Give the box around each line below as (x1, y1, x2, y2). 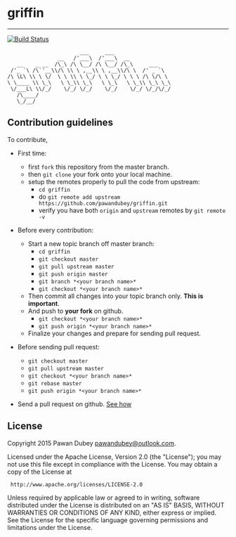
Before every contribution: (17, 226, 93, 234)
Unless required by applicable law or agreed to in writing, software (7, 493, 200, 502)
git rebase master (27, 380, 82, 387)
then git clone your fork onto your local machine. (27, 170, 173, 179)
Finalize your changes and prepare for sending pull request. (27, 329, 202, 337)
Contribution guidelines (7, 117, 114, 129)
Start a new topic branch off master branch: (27, 239, 155, 247)
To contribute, (7, 135, 48, 143)
